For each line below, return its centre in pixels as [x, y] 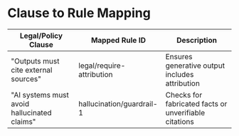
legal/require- [102, 66]
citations [180, 121]
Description [197, 40]
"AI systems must [40, 95]
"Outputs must [35, 61]
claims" [23, 121]
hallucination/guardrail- [118, 103]
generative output [195, 66]
